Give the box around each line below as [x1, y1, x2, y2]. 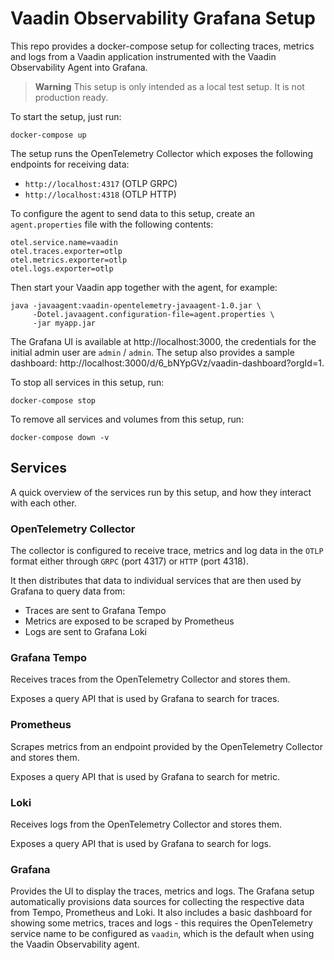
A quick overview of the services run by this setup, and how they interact [10, 486, 312, 498]
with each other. [10, 497, 77, 509]
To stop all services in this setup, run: [10, 376, 165, 388]
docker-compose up [10, 130, 87, 140]
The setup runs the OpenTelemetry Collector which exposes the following [10, 147, 314, 159]
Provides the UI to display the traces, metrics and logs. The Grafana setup [10, 885, 315, 897]
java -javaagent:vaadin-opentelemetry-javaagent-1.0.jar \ [10, 300, 262, 311]
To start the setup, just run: [10, 110, 122, 122]
